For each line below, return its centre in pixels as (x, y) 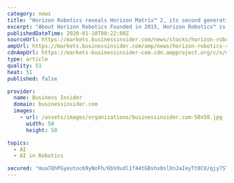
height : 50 (41, 130)
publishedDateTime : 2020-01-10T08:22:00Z (68, 33)
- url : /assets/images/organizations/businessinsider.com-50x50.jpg (121, 117)
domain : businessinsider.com (56, 104)
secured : (20, 168)
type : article (28, 59)
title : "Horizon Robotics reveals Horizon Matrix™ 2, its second (104, 20)
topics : (18, 143)
